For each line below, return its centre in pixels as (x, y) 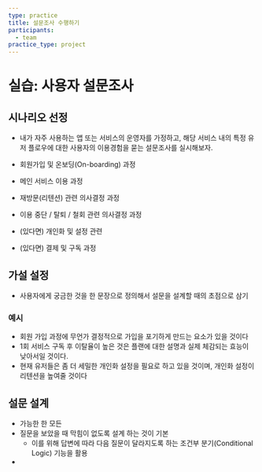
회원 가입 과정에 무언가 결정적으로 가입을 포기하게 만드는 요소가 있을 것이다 (134, 337)
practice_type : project (47, 45)
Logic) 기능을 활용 (59, 453)
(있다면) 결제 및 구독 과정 (58, 248)
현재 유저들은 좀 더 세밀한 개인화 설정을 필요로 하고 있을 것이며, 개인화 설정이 (137, 366)
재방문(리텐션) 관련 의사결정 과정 (70, 198)
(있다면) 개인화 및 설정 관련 (61, 231)
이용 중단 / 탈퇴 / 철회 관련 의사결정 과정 (81, 215)
